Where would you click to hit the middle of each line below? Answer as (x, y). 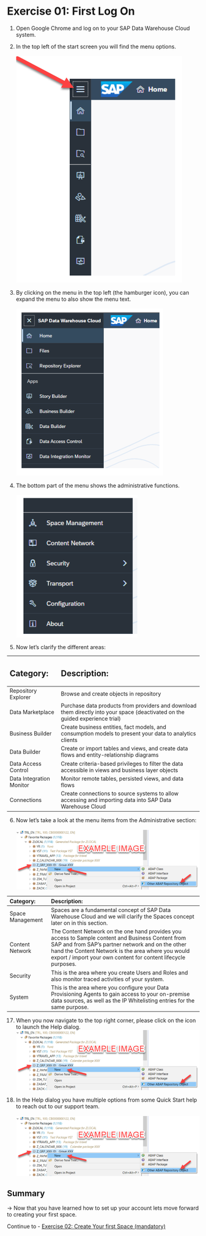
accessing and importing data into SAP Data (116, 800)
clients (69, 740)
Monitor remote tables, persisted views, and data (122, 778)
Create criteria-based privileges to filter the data (122, 763)
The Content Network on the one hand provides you (116, 932)
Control (19, 770)
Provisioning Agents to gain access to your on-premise (120, 994)
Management (26, 920)
